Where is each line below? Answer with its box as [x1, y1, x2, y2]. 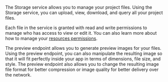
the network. [5, 72, 32, 77]
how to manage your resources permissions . [5, 35, 98, 41]
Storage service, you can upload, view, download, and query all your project [5, 10, 163, 16]
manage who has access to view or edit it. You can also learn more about [5, 30, 157, 36]
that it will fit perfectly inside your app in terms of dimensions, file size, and [5, 56, 161, 62]
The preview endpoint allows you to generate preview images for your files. [5, 45, 162, 51]
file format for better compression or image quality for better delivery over [5, 66, 159, 72]
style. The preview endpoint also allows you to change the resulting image [5, 61, 159, 67]
